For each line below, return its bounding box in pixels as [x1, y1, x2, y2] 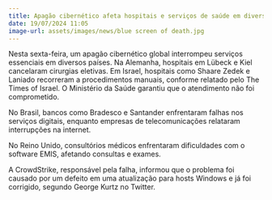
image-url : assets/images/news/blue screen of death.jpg [8, 27, 205, 35]
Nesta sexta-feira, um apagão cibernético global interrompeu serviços [8, 49, 243, 59]
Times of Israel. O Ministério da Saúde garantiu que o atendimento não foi [8, 83, 255, 93]
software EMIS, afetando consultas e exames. [8, 149, 162, 159]
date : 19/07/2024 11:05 [8, 19, 89, 28]
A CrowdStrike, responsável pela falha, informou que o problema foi [8, 165, 235, 175]
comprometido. [8, 92, 60, 102]
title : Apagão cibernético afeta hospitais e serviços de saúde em [8, 11, 241, 20]
